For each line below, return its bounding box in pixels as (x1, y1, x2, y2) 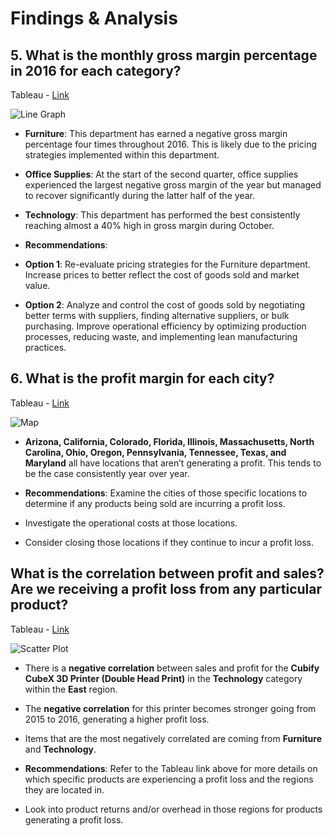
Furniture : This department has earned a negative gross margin (24, 128, 288, 139)
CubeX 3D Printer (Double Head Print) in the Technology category (24, 672, 303, 684)
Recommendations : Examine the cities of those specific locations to (24, 487, 308, 499)
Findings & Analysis (10, 7, 178, 30)
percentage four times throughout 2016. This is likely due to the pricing (24, 138, 318, 150)
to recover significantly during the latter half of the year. (24, 190, 255, 201)
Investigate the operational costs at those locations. (24, 517, 238, 529)
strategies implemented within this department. (24, 149, 220, 161)
